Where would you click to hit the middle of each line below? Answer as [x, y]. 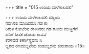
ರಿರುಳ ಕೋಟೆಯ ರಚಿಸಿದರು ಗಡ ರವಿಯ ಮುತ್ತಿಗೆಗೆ [42, 29]
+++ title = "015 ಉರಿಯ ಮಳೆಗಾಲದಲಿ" [40, 7]
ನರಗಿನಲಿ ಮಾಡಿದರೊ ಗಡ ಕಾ [27, 23]
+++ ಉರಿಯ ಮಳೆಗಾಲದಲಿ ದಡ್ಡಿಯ [33, 17]
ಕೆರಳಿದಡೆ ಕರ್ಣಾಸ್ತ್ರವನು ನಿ [24, 40]
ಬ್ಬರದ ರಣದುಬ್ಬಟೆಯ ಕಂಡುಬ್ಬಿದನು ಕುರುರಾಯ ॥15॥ [45, 46]
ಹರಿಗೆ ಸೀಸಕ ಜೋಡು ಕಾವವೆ [26, 34]
